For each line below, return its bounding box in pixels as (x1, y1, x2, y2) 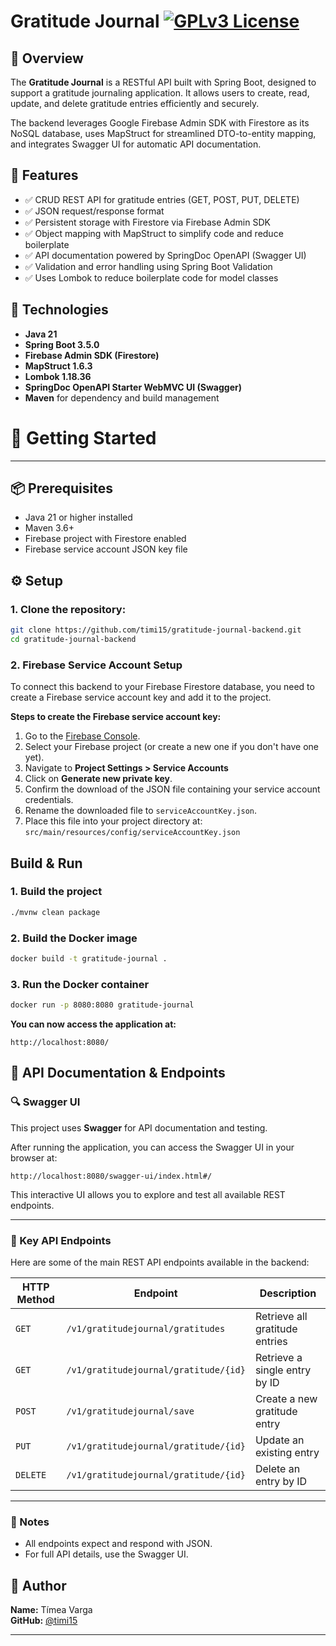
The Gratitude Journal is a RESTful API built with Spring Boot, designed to (10, 76, 317, 88)
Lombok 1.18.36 (24, 370, 92, 382)
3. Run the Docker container (10, 977, 150, 991)
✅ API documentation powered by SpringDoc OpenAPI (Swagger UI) (24, 249, 307, 261)
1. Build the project (10, 885, 103, 899)
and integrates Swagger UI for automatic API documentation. (10, 138, 262, 150)
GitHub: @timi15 (10, 1615, 78, 1627)
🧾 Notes (10, 1515, 50, 1529)
